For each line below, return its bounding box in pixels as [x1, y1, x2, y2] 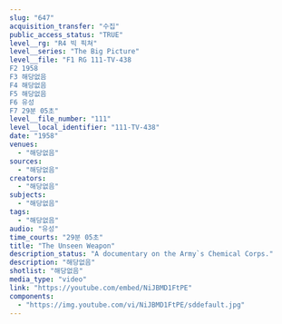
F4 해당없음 [9, 81, 47, 90]
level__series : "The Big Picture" [9, 47, 141, 56]
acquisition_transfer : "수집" [9, 22, 120, 31]
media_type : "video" [9, 275, 88, 284]
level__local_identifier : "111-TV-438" [9, 123, 160, 133]
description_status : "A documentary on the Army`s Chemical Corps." [9, 250, 274, 259]
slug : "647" [9, 13, 54, 23]
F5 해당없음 [9, 89, 47, 98]
